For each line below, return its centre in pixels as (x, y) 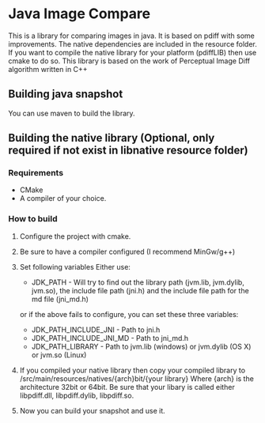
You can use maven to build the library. (72, 113)
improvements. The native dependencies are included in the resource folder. (132, 43)
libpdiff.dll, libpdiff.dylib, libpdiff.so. (77, 395)
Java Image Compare (79, 14)
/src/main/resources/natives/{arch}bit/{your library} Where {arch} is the (137, 378)
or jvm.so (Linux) (59, 355)
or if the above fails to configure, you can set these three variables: (129, 314)
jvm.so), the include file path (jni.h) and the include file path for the (140, 290)
